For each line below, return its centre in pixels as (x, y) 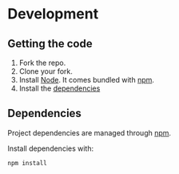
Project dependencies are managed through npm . (89, 132)
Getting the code (50, 44)
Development (53, 14)
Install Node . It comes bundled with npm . (87, 80)
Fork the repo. (42, 63)
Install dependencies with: (51, 148)
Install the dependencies (60, 88)
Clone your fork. (46, 71)
